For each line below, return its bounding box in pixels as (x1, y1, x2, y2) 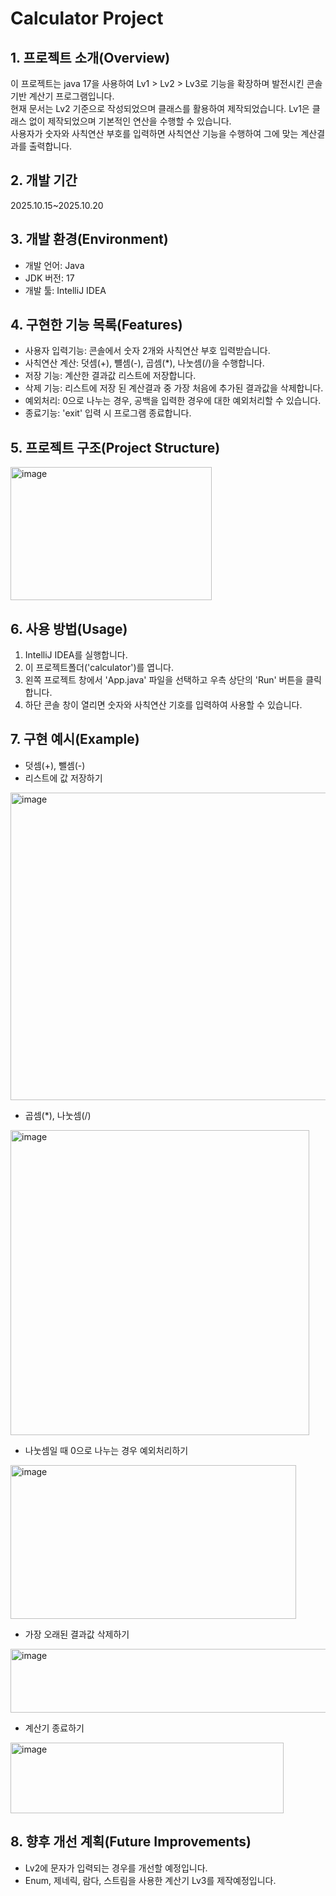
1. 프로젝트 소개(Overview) (10, 49, 171, 66)
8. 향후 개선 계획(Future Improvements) (10, 1833, 252, 1851)
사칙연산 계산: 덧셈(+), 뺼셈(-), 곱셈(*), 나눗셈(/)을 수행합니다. (24, 357, 265, 369)
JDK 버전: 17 (24, 272, 75, 284)
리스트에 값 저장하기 (24, 772, 103, 784)
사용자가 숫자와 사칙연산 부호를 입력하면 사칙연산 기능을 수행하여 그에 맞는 (10, 128, 299, 139)
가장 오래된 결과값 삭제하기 (24, 1628, 130, 1640)
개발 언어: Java (24, 259, 85, 271)
